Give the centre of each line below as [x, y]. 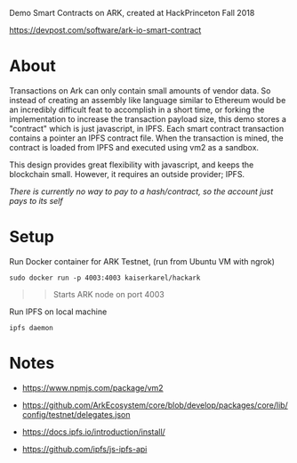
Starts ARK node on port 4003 [108, 294]
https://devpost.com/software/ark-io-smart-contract [105, 30]
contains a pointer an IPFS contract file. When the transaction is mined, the [146, 138]
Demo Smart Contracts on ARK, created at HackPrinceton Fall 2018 [132, 13]
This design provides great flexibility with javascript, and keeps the [132, 165]
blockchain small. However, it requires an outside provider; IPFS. [127, 174]
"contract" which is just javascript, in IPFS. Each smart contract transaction [147, 128]
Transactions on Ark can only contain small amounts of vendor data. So [140, 90]
